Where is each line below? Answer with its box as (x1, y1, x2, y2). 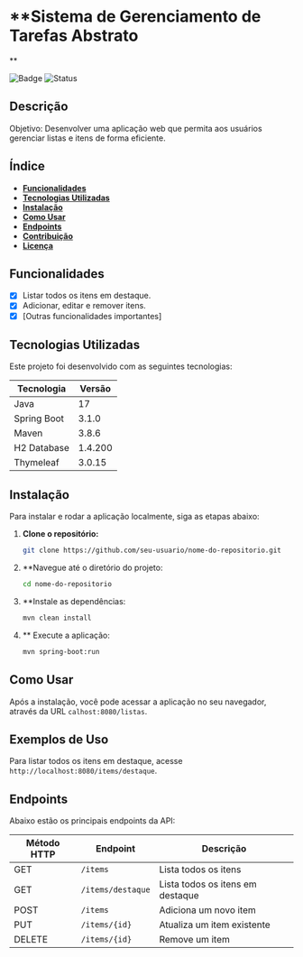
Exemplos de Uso (9, 732, 109, 747)
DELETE (14, 934, 48, 946)
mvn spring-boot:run (22, 647, 100, 656)
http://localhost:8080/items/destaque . (9, 765, 158, 777)
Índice (9, 159, 45, 174)
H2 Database (14, 442, 70, 455)
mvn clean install (22, 613, 92, 622)
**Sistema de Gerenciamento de (9, 6, 262, 27)
